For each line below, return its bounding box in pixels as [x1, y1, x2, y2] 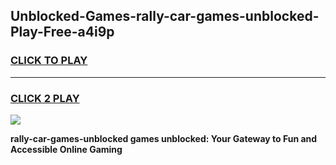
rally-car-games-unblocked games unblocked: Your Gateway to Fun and [10, 132, 318, 144]
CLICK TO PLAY [10, 54, 88, 68]
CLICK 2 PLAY [10, 91, 80, 105]
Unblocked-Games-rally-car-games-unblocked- [10, 8, 320, 25]
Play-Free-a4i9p [10, 24, 115, 41]
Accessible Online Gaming [10, 143, 123, 155]
